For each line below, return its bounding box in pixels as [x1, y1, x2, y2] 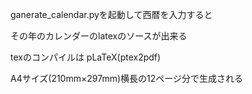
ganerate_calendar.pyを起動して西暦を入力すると [10, 9, 213, 20]
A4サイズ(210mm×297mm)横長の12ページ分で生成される [10, 73, 243, 84]
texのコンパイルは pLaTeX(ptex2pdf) [10, 51, 162, 63]
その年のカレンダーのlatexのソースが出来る [10, 30, 188, 42]
